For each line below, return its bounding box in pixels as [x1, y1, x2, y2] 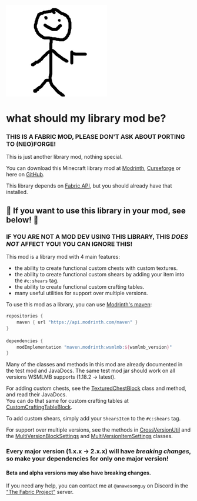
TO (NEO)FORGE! [6, 140, 56, 148]
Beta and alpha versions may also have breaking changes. [6, 469, 151, 476]
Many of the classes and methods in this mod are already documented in [6, 361, 183, 368]
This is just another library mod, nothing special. [6, 153, 123, 161]
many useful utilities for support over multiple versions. [14, 290, 148, 297]
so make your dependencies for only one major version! [6, 455, 169, 463]
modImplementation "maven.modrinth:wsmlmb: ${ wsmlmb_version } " [16, 344, 172, 350]
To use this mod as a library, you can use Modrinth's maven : [6, 301, 152, 308]
